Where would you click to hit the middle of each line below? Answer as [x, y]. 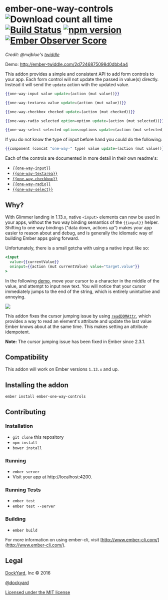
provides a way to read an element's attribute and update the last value [78, 321]
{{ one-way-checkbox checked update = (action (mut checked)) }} [70, 112]
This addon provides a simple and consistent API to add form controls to [79, 74]
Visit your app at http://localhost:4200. [52, 477]
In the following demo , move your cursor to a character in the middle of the [82, 280]
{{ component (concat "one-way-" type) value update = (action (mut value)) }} [86, 149]
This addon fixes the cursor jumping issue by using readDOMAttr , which [78, 316]
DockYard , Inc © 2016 [28, 573]
